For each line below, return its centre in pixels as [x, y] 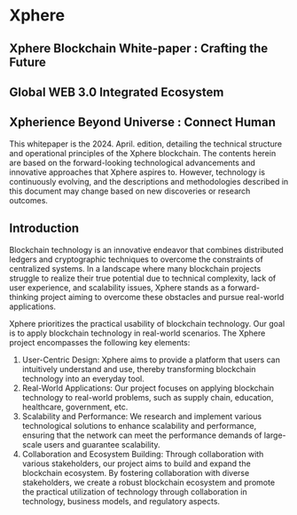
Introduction [44, 229]
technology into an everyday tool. [83, 378]
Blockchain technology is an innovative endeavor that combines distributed [146, 250]
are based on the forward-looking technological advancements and [132, 162]
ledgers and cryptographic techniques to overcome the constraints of [136, 259]
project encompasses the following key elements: [100, 342]
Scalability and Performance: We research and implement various [142, 416]
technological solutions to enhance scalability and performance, [139, 425]
